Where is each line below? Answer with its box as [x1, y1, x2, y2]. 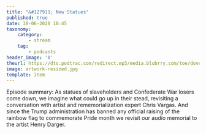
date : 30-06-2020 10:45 [6, 20, 67, 26]
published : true [6, 15, 48, 21]
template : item [6, 72, 45, 78]
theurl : [6, 60, 26, 66]
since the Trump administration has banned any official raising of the [6, 108, 180, 115]
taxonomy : [6, 26, 32, 32]
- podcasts [28, 49, 56, 55]
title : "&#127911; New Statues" [6, 9, 89, 15]
